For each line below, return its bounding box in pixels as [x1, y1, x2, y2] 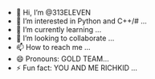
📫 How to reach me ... [15, 43, 91, 52]
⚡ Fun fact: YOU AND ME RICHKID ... [15, 63, 138, 73]
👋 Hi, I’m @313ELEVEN [15, 8, 91, 17]
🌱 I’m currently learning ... [15, 25, 102, 34]
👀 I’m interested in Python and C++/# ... [15, 16, 147, 26]
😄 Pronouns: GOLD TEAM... [15, 54, 110, 64]
